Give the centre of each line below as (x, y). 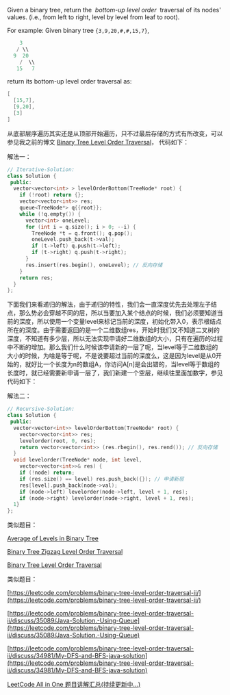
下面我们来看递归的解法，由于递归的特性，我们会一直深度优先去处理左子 (109, 305)
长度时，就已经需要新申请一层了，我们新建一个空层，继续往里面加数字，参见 (115, 373)
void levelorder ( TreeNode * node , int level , (78, 460)
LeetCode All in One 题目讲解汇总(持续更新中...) (74, 685)
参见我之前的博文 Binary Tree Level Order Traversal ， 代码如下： (98, 142)
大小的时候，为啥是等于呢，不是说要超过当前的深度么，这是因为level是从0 (112, 356)
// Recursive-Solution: (41, 409)
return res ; (36, 278)
